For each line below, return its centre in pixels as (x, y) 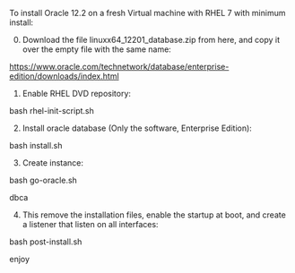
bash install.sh (36, 145)
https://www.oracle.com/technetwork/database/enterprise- (119, 67)
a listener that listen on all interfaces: (90, 224)
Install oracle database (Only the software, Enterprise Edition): (137, 128)
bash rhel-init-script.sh (52, 111)
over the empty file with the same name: (97, 49)
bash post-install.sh (46, 242)
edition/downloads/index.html (64, 76)
